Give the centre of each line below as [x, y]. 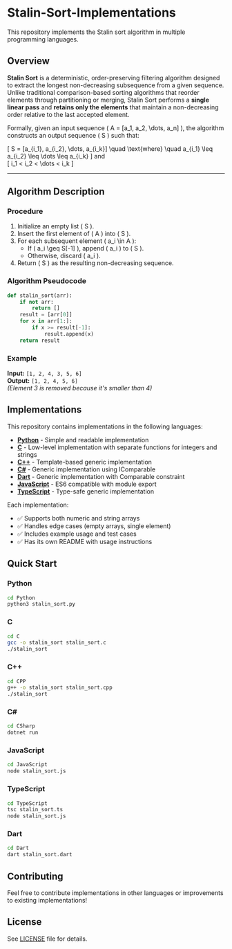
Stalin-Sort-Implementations [91, 13]
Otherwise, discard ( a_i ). [64, 256]
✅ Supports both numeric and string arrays [78, 518]
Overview [29, 61]
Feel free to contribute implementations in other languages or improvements [115, 893]
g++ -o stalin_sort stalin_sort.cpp [60, 688]
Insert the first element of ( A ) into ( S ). [74, 234]
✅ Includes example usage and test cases [77, 534]
